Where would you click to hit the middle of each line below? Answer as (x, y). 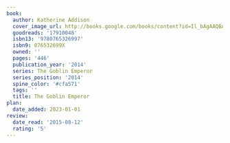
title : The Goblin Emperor (51, 97)
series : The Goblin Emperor (53, 71)
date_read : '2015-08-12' (48, 122)
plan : (14, 103)
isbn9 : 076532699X (39, 45)
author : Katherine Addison (51, 20)
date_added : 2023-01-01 (46, 109)
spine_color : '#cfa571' (46, 84)
